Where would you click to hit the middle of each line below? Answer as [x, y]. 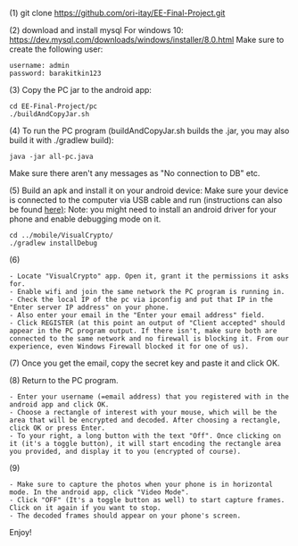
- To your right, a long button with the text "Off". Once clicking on [145, 436]
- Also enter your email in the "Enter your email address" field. [137, 315]
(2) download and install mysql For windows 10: [97, 30]
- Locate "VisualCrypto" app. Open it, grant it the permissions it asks [149, 276]
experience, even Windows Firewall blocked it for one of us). [129, 347]
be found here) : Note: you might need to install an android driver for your [143, 210]
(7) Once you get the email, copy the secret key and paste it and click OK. [145, 363]
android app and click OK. [59, 405]
